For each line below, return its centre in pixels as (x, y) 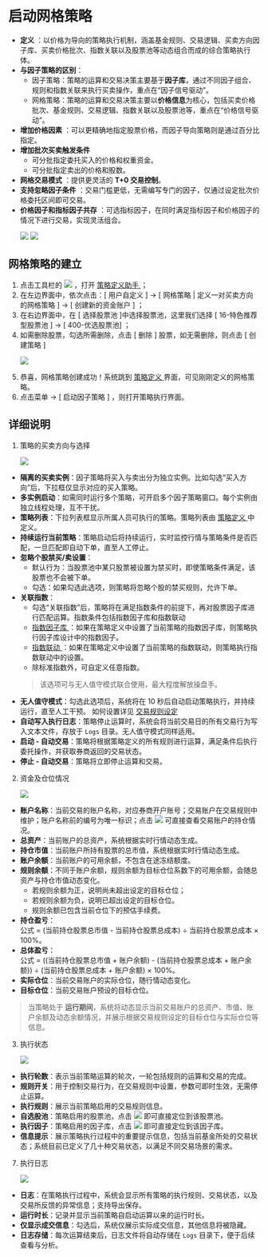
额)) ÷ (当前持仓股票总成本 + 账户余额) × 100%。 (99, 970)
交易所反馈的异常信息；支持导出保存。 (83, 1205)
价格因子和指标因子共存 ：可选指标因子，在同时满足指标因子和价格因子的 (140, 209)
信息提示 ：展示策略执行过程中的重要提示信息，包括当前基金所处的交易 (135, 1135)
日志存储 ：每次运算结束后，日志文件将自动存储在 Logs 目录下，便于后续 (137, 1235)
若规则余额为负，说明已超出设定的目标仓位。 (105, 900)
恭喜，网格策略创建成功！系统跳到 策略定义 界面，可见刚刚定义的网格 (134, 377)
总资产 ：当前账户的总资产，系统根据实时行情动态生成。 (110, 840)
